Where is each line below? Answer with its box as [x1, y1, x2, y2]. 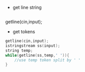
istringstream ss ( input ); [5, 43, 60, 48]
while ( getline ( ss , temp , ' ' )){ [5, 53, 70, 58]
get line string [12, 5, 42, 10]
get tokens [12, 29, 36, 35]
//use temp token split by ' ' [14, 57, 81, 63]
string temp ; [5, 48, 33, 53]
